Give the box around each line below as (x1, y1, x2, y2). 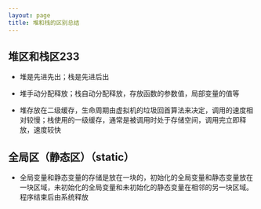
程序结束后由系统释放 (19, 192, 89, 202)
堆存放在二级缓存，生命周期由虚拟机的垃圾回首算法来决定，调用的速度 (19, 105, 247, 115)
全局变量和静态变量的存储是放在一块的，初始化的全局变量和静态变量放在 (19, 173, 253, 182)
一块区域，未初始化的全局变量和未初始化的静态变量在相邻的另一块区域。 (19, 182, 253, 192)
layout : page (8, 11, 51, 20)
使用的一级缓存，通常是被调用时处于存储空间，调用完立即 (53, 115, 240, 125)
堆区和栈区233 (8, 49, 80, 63)
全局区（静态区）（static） (8, 150, 135, 163)
